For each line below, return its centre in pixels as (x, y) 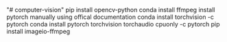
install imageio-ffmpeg (38, 31)
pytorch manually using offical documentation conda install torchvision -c (110, 17)
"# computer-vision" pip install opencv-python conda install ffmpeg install (111, 10)
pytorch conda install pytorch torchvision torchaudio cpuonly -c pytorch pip (113, 24)
